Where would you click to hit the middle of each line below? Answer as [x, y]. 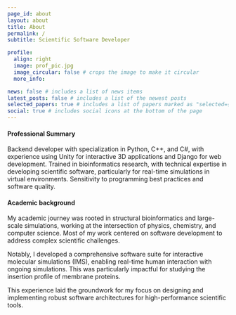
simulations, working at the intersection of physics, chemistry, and [120, 226]
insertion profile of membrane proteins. [64, 277]
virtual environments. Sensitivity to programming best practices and [105, 179]
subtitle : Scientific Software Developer [69, 40]
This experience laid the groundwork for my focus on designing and [105, 290]
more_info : [29, 79]
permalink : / [26, 33]
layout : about [28, 20]
